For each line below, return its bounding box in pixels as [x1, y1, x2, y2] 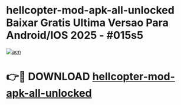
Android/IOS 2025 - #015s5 [6, 29, 143, 42]
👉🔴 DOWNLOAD [6, 70, 90, 83]
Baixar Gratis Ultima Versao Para [6, 16, 169, 29]
